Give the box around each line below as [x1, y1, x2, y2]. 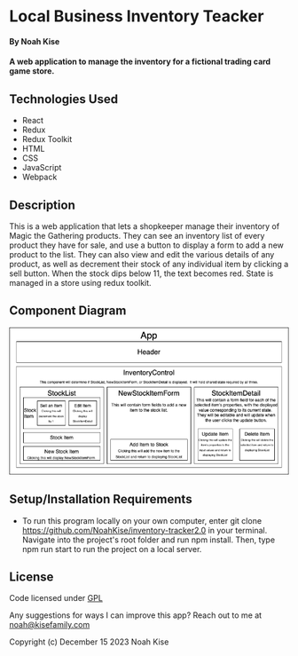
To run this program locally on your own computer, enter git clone [21, 515, 263, 526]
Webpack [21, 171, 58, 183]
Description [9, 197, 75, 212]
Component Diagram [9, 304, 127, 319]
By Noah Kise [9, 36, 60, 46]
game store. [9, 66, 55, 76]
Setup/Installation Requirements [9, 492, 192, 507]
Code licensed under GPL [9, 593, 104, 604]
